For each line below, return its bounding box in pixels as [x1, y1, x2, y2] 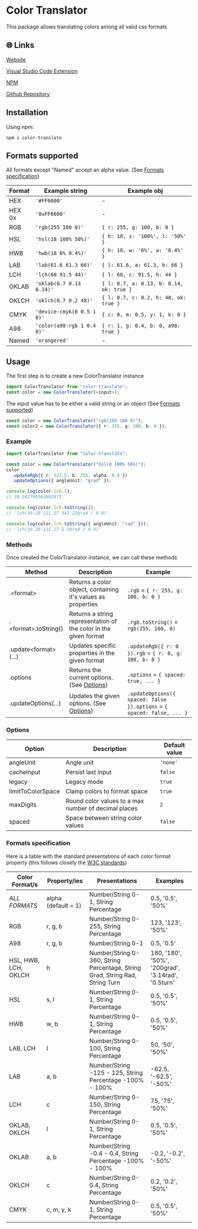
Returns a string [69, 609, 113, 618]
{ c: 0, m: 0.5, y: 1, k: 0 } [101, 311, 187, 318]
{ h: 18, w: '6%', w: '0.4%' [101, 247, 184, 254]
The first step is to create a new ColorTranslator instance [6, 372, 144, 379]
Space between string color [65, 814, 143, 822]
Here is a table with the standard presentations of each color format [6, 853, 171, 860]
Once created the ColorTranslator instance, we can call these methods [6, 554, 177, 561]
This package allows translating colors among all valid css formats [6, 23, 167, 30]
